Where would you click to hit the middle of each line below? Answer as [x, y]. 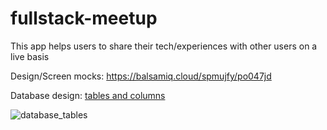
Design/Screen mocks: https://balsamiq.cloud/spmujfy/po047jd [141, 76]
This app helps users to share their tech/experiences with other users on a [164, 46]
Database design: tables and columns [88, 95]
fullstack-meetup [84, 18]
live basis [30, 56]
